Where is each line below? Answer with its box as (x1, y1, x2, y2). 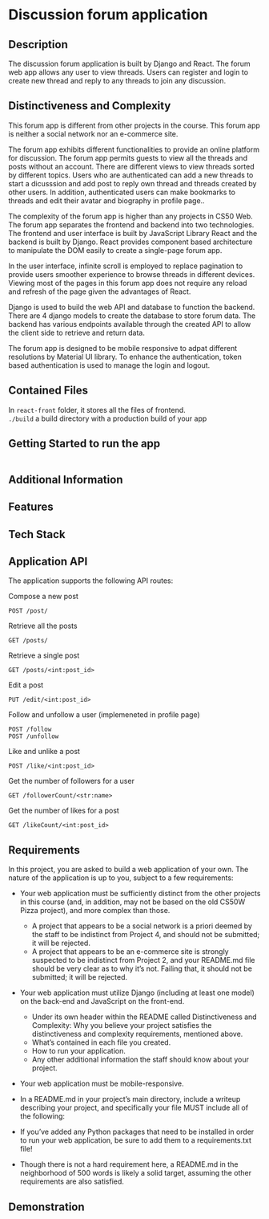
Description (8, 38, 68, 51)
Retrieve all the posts (8, 621, 78, 631)
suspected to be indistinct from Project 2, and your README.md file (31, 956, 255, 965)
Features (8, 500, 54, 514)
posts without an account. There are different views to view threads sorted (8, 161, 255, 171)
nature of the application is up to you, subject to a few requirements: (8, 873, 234, 883)
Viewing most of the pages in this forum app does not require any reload (8, 278, 247, 287)
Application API (8, 555, 88, 568)
